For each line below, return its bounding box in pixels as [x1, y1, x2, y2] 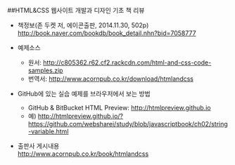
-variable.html [27, 127, 69, 136]
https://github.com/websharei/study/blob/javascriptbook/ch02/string [27, 120, 229, 128]
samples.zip [27, 66, 63, 74]
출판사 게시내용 [17, 142, 60, 150]
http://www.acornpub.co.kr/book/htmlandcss [17, 150, 149, 158]
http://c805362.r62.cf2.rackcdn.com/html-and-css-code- [43, 58, 212, 67]
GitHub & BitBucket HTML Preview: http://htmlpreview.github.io [27, 104, 211, 112]
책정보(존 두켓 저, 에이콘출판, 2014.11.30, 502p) [17, 21, 149, 29]
